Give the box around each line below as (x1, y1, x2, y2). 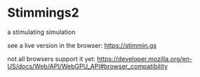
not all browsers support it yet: (7, 54, 96, 63)
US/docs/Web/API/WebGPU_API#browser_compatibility (7, 62, 168, 70)
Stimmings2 (7, 5, 79, 21)
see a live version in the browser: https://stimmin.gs (7, 41, 156, 49)
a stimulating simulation (7, 28, 76, 36)
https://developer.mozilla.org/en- (97, 54, 193, 63)
